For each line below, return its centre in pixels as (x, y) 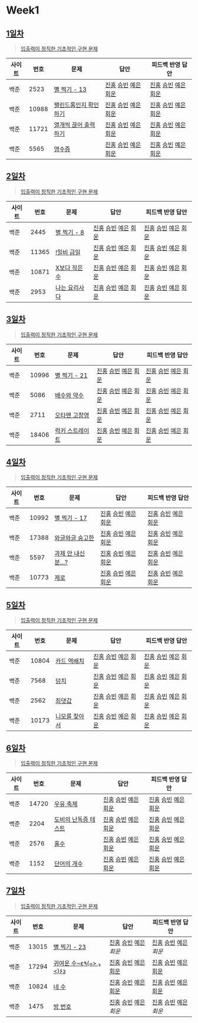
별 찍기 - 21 (71, 375)
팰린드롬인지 (70, 105)
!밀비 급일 (68, 252)
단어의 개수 (69, 864)
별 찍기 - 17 (71, 518)
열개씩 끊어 (68, 125)
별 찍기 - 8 (70, 232)
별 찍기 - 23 (70, 947)
